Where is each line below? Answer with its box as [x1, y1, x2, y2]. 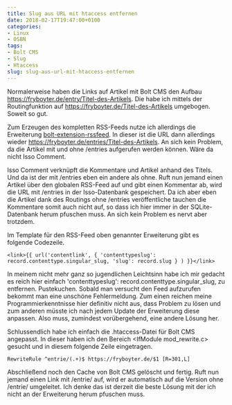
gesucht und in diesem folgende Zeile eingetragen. [7, 342, 153, 350]
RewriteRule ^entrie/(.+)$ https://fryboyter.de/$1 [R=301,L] [7, 355, 190, 363]
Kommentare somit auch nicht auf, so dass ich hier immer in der [7, 203, 189, 211]
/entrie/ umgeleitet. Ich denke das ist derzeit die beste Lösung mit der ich [7, 382, 216, 390]
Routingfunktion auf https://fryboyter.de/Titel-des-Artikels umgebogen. [7, 102, 211, 110]
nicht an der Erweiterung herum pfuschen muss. [7, 390, 145, 398]
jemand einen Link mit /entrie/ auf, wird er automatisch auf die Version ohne [7, 375, 224, 384]
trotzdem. [7, 217, 35, 225]
